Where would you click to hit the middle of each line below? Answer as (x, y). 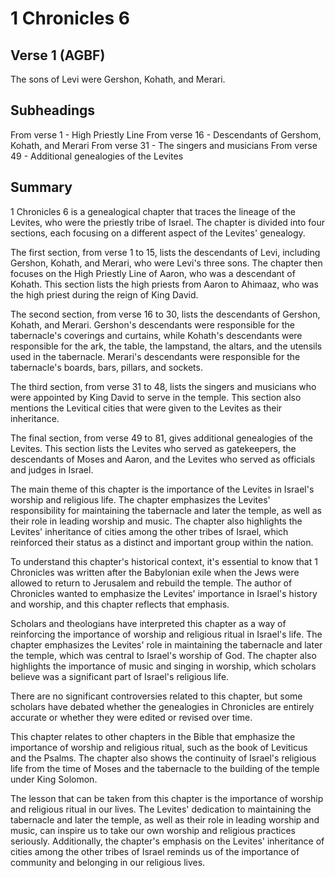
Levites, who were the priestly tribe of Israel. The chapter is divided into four (167, 222)
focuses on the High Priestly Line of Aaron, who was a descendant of (153, 273)
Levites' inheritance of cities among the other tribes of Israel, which (149, 531)
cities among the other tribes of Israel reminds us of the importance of (155, 851)
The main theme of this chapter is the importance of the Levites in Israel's (162, 489)
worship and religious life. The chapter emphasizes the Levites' (140, 499)
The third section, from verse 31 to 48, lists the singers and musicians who (163, 386)
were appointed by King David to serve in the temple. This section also (156, 397)
